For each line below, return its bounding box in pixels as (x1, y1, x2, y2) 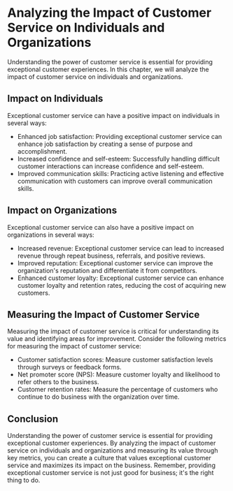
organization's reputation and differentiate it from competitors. (17, 266, 197, 274)
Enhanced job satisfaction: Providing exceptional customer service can (17, 132, 223, 140)
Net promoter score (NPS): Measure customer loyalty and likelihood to (17, 370, 220, 379)
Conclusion (7, 413, 59, 425)
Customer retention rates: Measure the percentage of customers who (17, 386, 218, 394)
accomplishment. (17, 147, 68, 155)
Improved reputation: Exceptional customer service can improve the (17, 258, 213, 267)
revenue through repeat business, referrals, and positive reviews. (17, 251, 206, 260)
